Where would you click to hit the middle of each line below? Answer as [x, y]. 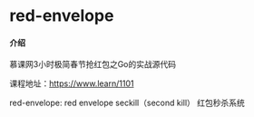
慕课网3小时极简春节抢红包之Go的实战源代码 [93, 64]
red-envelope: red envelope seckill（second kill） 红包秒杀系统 [127, 103]
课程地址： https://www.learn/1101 [72, 83]
